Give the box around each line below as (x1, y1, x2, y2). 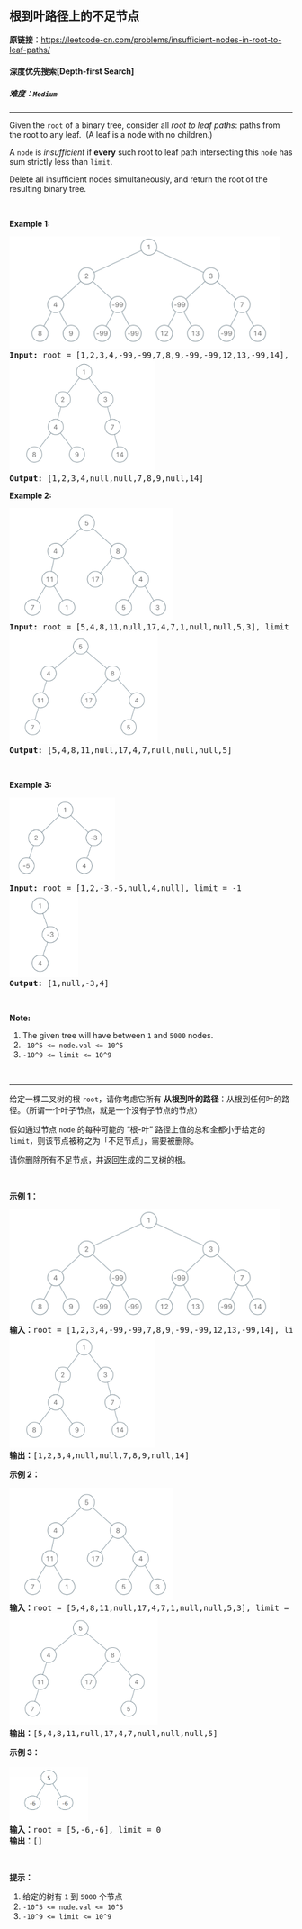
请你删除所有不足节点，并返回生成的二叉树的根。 (9, 1155, 191, 1165)
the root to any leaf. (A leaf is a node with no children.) (9, 130, 213, 140)
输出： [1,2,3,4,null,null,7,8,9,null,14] (9, 1451, 191, 1461)
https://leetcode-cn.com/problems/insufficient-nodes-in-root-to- (40, 34, 282, 45)
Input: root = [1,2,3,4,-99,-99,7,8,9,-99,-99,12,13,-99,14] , (9, 350, 289, 360)
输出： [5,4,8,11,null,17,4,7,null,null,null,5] (9, 1728, 218, 1739)
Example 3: (9, 780, 52, 791)
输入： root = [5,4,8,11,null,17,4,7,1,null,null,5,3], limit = (9, 1603, 289, 1614)
